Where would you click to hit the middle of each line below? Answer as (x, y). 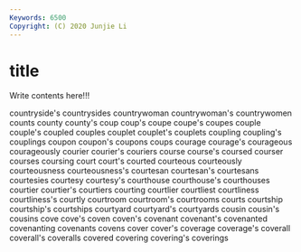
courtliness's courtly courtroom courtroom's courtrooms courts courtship (146, 200)
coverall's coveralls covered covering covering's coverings (119, 238)
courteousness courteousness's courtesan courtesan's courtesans (134, 171)
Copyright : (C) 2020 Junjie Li (68, 26)
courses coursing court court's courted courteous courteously (126, 161)
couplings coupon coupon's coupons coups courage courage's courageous (151, 142)
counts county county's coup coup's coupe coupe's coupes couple (135, 123)
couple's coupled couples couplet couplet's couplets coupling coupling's (146, 133)
